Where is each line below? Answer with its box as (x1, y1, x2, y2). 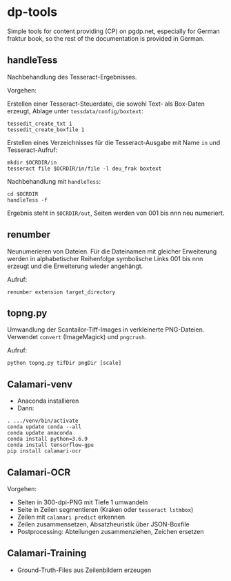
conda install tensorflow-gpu (7, 441, 94, 449)
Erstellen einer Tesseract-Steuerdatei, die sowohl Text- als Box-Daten (7, 99, 205, 108)
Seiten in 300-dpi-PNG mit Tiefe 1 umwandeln (17, 498, 148, 506)
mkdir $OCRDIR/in (7, 159, 57, 166)
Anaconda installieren (17, 397, 79, 405)
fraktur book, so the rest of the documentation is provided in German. (7, 34, 205, 42)
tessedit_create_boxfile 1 (7, 126, 85, 133)
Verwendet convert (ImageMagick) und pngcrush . (7, 333, 147, 341)
